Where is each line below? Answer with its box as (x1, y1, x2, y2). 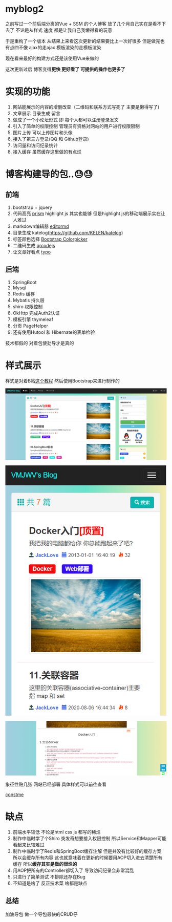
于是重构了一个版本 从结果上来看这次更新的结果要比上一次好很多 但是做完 (5, 38, 160, 44)
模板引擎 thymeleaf (12, 316, 54, 323)
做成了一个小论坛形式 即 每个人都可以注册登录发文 (12, 116, 119, 123)
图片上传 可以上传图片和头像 (12, 129, 73, 136)
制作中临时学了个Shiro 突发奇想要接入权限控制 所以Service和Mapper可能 (12, 835, 166, 841)
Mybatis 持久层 (12, 297, 45, 303)
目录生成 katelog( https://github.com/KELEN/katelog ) (12, 229, 123, 235)
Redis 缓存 (12, 290, 35, 297)
